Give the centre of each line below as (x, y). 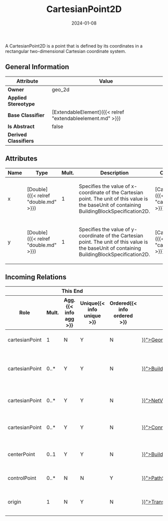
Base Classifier (26, 115)
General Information (37, 67)
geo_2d (61, 90)
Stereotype (21, 104)
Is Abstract (21, 126)
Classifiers (21, 141)
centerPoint (21, 454)
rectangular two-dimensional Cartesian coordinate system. (66, 51)
